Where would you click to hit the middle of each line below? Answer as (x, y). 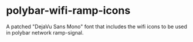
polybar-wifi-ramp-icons (68, 11)
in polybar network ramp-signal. (45, 32)
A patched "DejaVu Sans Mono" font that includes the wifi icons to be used (97, 26)
